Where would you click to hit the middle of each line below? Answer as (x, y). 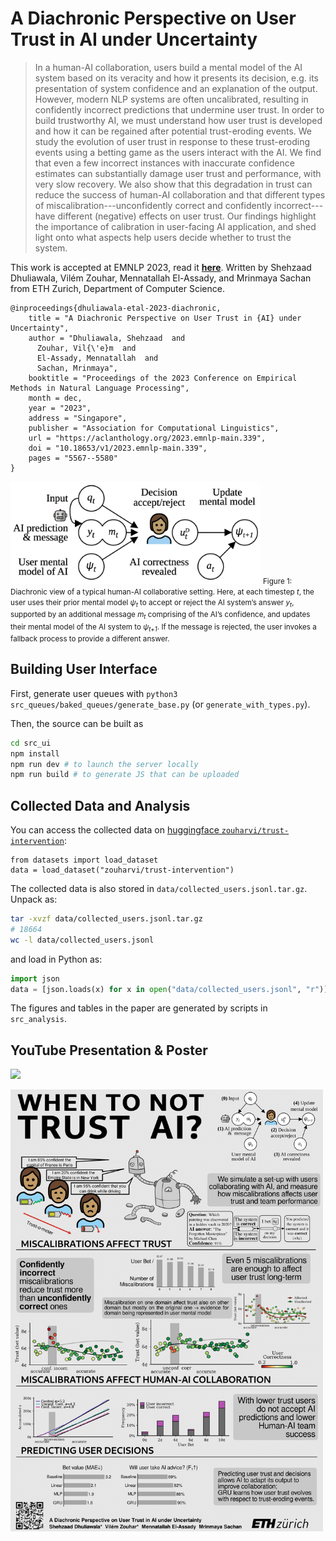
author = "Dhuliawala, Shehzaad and (107, 338)
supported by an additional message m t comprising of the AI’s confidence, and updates (160, 615)
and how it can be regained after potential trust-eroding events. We (173, 131)
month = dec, (55, 398)
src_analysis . (38, 1019)
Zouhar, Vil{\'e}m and (86, 348)
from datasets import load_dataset (84, 860)
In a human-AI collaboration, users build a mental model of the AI (168, 67)
